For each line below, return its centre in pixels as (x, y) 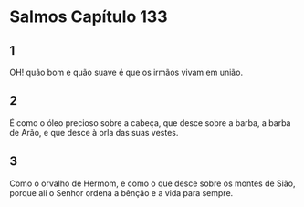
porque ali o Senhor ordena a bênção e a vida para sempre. (121, 192)
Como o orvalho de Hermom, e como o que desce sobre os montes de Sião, (152, 183)
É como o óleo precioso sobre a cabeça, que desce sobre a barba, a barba (150, 123)
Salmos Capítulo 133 (89, 17)
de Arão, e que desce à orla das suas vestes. (94, 132)
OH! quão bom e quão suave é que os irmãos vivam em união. (126, 72)
